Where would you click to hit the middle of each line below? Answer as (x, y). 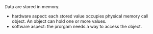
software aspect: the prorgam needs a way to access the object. (77, 27)
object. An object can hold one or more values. (59, 21)
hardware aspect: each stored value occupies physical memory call (80, 16)
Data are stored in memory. (32, 7)
